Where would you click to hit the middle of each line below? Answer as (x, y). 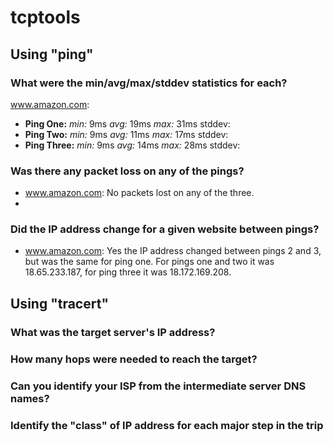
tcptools (45, 17)
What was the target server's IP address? (113, 332)
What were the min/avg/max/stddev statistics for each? (149, 83)
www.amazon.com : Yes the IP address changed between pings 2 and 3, (173, 251)
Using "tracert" (59, 303)
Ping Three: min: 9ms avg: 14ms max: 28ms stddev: (132, 145)
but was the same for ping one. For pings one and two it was (149, 262)
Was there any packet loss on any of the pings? (127, 171)
